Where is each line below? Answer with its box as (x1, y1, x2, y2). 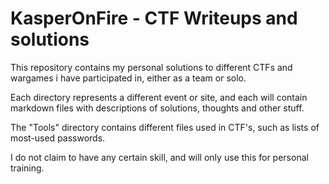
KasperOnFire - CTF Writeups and (10, 7, 298, 30)
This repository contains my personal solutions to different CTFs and (10, 61, 293, 73)
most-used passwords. (10, 132, 106, 144)
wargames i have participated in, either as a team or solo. (10, 72, 247, 84)
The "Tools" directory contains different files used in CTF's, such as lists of (10, 121, 320, 133)
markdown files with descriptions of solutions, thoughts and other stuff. (10, 102, 305, 114)
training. (10, 162, 45, 174)
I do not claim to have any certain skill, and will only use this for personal (10, 151, 309, 163)
